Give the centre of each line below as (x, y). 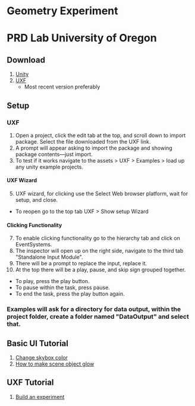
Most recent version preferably (62, 87)
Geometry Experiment (62, 11)
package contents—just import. (54, 154)
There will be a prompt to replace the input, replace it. (81, 264)
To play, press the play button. (52, 281)
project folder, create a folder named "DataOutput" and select (98, 317)
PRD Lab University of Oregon (82, 38)
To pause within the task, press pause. (63, 288)
